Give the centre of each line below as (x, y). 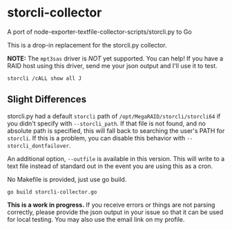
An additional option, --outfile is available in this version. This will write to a (116, 158)
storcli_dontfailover (38, 146)
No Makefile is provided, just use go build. (67, 179)
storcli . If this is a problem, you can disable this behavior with (96, 138)
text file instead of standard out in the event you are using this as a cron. (110, 166)
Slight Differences (47, 100)
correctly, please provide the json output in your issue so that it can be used (115, 212)
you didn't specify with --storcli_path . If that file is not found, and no (106, 123)
